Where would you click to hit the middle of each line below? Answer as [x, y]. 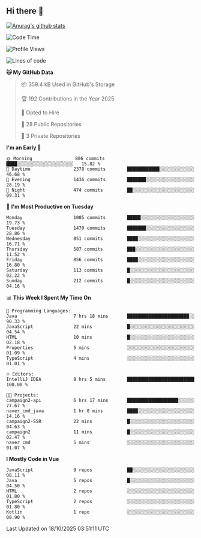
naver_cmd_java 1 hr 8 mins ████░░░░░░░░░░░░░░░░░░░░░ [100, 411]
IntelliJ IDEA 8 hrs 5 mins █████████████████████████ [100, 379]
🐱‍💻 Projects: [22, 395]
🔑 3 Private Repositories [51, 135]
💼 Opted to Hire [40, 113]
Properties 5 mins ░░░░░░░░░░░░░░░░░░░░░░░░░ [100, 348]
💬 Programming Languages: [38, 311]
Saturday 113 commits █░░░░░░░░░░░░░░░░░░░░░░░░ [100, 270]
